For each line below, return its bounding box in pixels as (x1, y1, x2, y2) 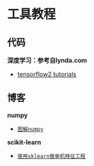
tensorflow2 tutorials (17, 70, 77, 78)
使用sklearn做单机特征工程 (17, 153, 86, 160)
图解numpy (17, 126, 44, 133)
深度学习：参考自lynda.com (7, 56, 88, 64)
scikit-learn (7, 137, 41, 146)
